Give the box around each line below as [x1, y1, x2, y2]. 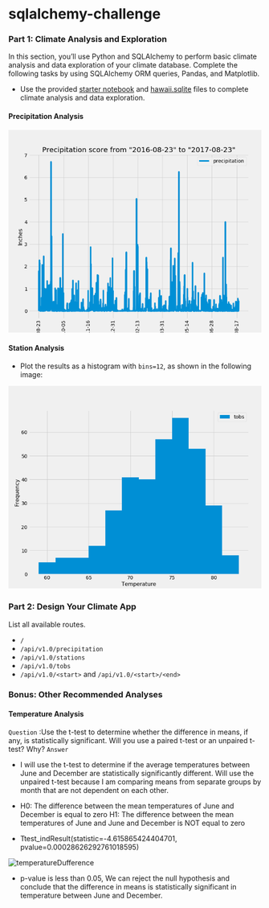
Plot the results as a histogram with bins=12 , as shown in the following [19, 361, 251, 371]
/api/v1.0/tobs [19, 662, 71, 670]
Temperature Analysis [8, 709, 84, 719]
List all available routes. [8, 619, 86, 629]
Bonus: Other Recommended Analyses [8, 689, 163, 701]
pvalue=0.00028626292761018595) [19, 842, 140, 852]
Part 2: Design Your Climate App [8, 601, 137, 612]
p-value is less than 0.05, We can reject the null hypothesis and [19, 873, 230, 883]
